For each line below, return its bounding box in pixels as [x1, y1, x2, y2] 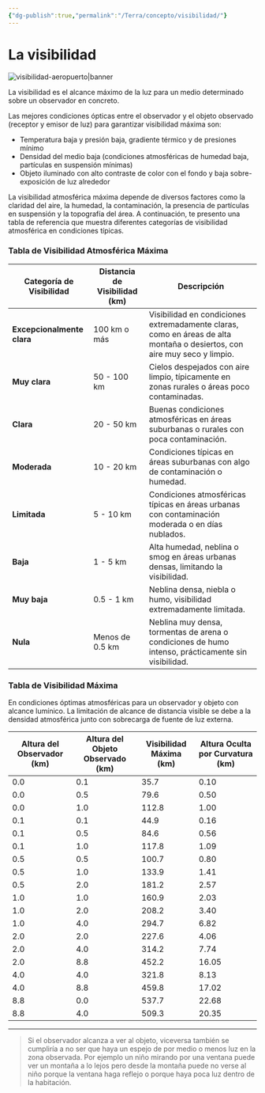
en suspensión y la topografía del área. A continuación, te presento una [8, 209, 241, 218]
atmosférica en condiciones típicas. [8, 226, 125, 235]
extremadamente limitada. [148, 603, 246, 614]
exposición [19, 176, 56, 186]
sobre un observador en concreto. [8, 96, 120, 105]
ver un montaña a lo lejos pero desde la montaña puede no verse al [27, 1061, 247, 1071]
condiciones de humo [148, 636, 230, 647]
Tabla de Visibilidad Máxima [8, 680, 118, 691]
